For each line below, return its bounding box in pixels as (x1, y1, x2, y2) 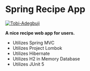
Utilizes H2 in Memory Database (12, 55, 80, 61)
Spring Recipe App (5, 4, 85, 15)
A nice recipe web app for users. (5, 30, 75, 36)
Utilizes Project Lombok (12, 45, 62, 51)
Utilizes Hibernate (12, 50, 50, 56)
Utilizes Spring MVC (12, 39, 55, 46)
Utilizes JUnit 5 (12, 61, 44, 67)
